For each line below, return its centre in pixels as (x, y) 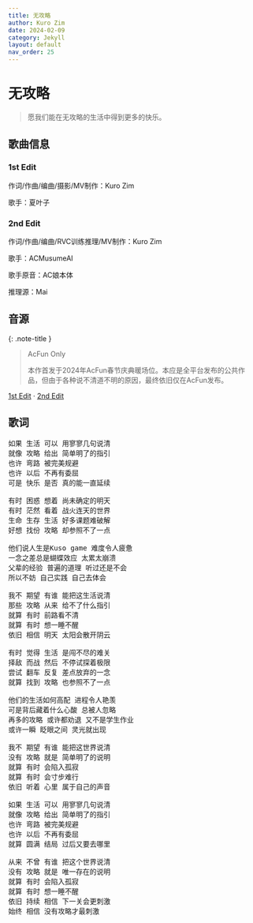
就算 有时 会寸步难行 (43, 777)
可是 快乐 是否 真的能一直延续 (60, 483)
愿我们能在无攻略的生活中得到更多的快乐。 (97, 117)
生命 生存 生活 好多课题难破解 (60, 520)
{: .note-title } (30, 338)
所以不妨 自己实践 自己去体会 (57, 578)
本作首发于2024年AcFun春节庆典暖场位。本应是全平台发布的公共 (133, 370)
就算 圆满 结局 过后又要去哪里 (60, 844)
